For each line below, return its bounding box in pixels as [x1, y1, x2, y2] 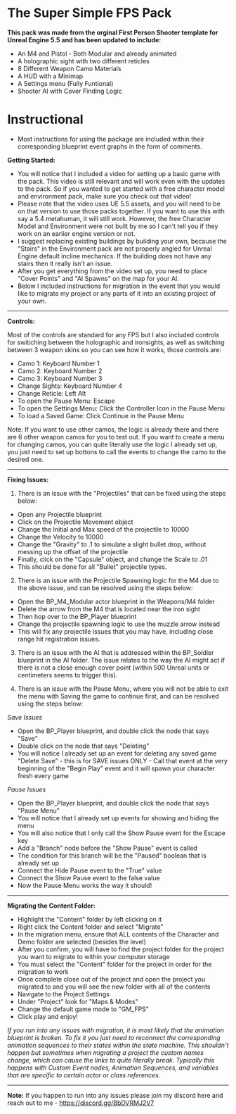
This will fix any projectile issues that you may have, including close [17, 627, 214, 635]
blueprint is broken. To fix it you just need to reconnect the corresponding [7, 1033, 221, 1041]
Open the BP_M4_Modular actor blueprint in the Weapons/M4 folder [17, 597, 216, 606]
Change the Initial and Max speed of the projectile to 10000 [17, 525, 190, 533]
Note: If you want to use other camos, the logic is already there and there [7, 425, 219, 434]
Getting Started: [7, 156, 55, 164]
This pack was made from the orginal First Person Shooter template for [7, 28, 218, 37]
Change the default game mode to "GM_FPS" [17, 1005, 150, 1013]
